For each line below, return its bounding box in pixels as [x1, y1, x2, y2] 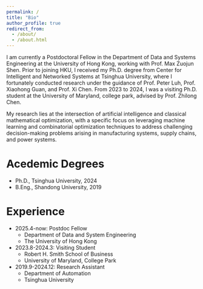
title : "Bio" [6, 15, 39, 21]
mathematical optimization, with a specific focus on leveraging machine [6, 117, 185, 124]
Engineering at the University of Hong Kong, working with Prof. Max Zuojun [6, 60, 194, 67]
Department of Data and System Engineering [24, 231, 136, 238]
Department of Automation [24, 270, 91, 277]
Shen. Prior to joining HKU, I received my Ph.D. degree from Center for [6, 67, 182, 73]
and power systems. [6, 136, 57, 143]
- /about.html [12, 37, 47, 43]
